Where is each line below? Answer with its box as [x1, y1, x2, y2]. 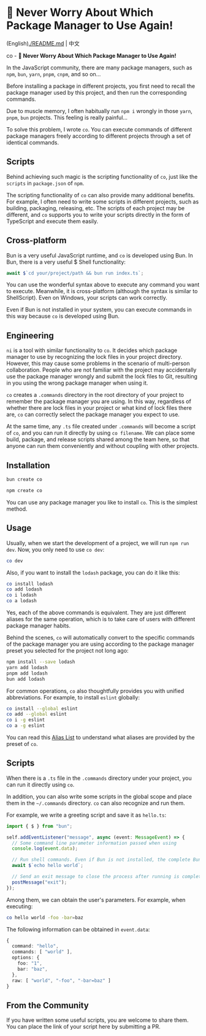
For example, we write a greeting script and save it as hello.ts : [6, 811, 167, 818]
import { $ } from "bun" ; [6, 823, 72, 829]
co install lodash [6, 581, 53, 587]
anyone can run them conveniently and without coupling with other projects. [6, 442, 199, 450]
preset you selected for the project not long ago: [6, 647, 129, 654]
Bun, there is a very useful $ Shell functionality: [6, 258, 126, 265]
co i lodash [6, 592, 37, 598]
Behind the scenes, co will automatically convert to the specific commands [6, 634, 195, 641]
